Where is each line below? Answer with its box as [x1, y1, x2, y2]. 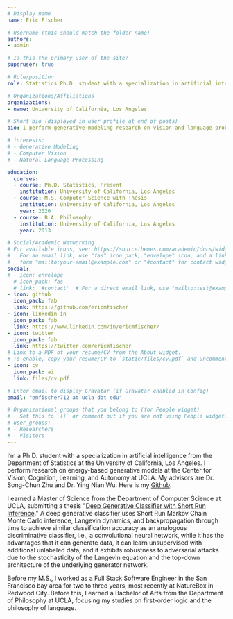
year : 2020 [19, 207, 51, 214]
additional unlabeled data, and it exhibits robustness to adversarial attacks [7, 545, 220, 554]
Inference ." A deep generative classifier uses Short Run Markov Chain [7, 509, 207, 517]
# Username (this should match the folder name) [7, 29, 150, 36]
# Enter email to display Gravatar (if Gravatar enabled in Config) [7, 387, 209, 394]
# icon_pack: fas [13, 278, 64, 285]
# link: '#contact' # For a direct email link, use [13, 285, 169, 291]
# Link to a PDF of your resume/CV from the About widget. [7, 349, 182, 356]
